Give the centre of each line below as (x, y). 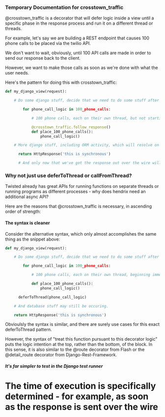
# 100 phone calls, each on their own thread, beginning (91, 275)
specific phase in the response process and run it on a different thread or (79, 23)
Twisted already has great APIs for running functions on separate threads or (82, 186)
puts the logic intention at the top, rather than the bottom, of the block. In (79, 345)
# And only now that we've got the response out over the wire (84, 163)
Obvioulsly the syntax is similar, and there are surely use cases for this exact (82, 324)
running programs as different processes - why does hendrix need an (75, 192)
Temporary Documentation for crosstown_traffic (64, 7)
